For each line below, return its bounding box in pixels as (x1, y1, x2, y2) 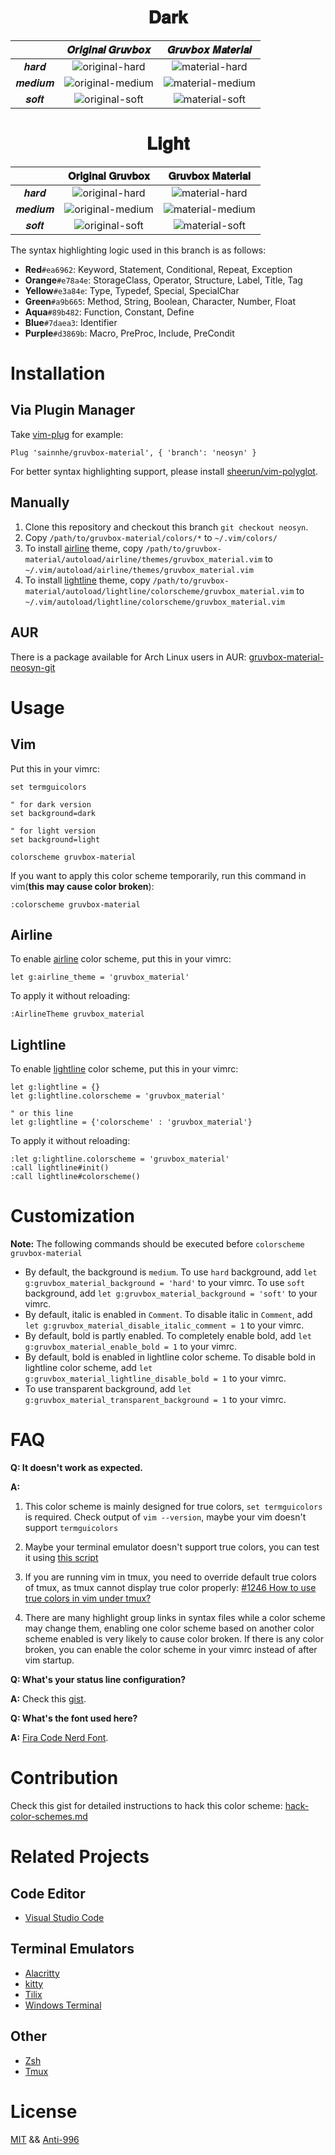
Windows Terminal (24, 1999, 102, 2011)
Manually (10, 494, 70, 511)
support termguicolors (24, 1522, 119, 1533)
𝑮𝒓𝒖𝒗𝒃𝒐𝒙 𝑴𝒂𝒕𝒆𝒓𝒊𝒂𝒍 (166, 42, 252, 56)
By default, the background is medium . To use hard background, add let (24, 1266, 318, 1278)
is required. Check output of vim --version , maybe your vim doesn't (24, 1511, 307, 1523)
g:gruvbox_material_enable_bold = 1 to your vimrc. (24, 1341, 237, 1353)
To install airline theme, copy (24, 542, 144, 554)
